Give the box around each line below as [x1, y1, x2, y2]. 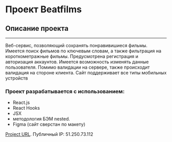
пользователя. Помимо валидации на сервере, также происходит [5, 64, 150, 70]
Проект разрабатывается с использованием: [5, 88, 125, 95]
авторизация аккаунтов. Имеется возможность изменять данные [5, 59, 149, 65]
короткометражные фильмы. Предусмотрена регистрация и [5, 53, 139, 59]
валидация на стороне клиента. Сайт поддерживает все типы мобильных [5, 70, 167, 75]
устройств [5, 75, 28, 81]
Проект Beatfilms [5, 4, 82, 15]
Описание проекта [5, 24, 69, 33]
